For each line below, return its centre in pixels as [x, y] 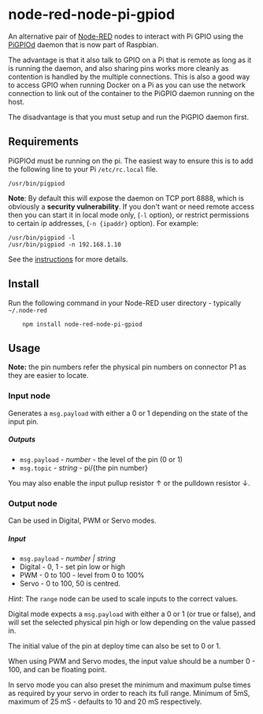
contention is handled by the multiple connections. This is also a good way [129, 76]
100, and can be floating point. [57, 669]
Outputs [22, 439]
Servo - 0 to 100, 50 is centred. [70, 583]
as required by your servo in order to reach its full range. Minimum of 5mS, [129, 693]
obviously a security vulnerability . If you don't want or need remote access [131, 206]
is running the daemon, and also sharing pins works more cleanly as [119, 68]
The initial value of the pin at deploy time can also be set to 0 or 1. [115, 646]
